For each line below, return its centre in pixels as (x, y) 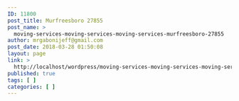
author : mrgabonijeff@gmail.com (55, 41)
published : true (31, 73)
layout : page (27, 54)
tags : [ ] (22, 80)
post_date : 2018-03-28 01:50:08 (55, 47)
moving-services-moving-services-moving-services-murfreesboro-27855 (119, 34)
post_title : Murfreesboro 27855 (55, 21)
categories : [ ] (31, 87)
